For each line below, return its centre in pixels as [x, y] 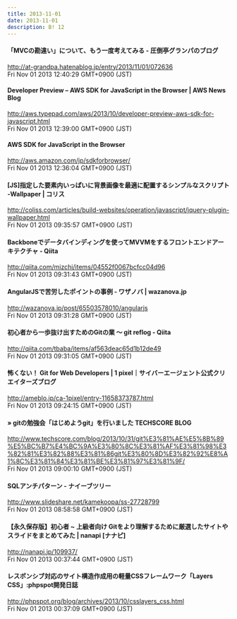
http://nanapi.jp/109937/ [42, 551]
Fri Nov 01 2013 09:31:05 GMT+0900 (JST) [69, 356]
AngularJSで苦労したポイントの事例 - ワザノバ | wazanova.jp [97, 291]
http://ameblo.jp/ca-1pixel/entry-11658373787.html [80, 398]
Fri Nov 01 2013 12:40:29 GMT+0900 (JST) [70, 74]
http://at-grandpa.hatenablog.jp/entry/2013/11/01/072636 [90, 66]
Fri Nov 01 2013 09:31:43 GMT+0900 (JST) [70, 275]
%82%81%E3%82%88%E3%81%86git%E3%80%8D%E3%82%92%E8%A [117, 454]
